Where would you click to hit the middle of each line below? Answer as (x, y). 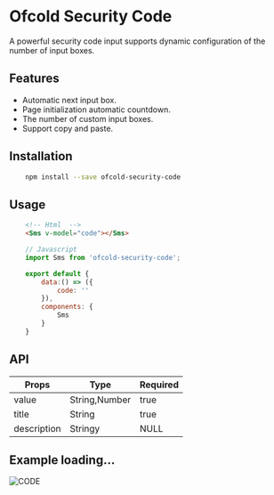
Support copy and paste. (68, 128)
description (37, 428)
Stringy (85, 428)
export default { (57, 273)
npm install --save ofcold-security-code (103, 177)
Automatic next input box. (69, 100)
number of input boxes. (52, 50)
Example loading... (62, 460)
